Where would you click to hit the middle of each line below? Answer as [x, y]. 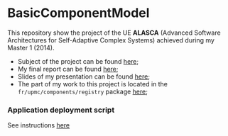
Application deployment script [61, 110]
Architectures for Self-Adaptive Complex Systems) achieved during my [111, 40]
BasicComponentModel [78, 13]
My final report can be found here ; [68, 69]
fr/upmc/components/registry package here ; [82, 91]
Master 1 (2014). [31, 47]
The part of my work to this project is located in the [93, 84]
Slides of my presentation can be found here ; [84, 76]
